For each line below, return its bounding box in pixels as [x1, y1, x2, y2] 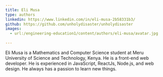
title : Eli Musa [5, 7, 40, 13]
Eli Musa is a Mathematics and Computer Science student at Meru [5, 49, 144, 56]
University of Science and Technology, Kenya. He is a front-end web [5, 55, 149, 61]
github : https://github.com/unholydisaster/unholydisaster [5, 21, 133, 27]
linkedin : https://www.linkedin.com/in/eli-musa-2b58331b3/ [5, 17, 136, 22]
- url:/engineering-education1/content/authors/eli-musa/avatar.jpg [10, 31, 158, 36]
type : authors [5, 12, 36, 17]
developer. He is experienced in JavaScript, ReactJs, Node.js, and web [5, 60, 154, 66]
